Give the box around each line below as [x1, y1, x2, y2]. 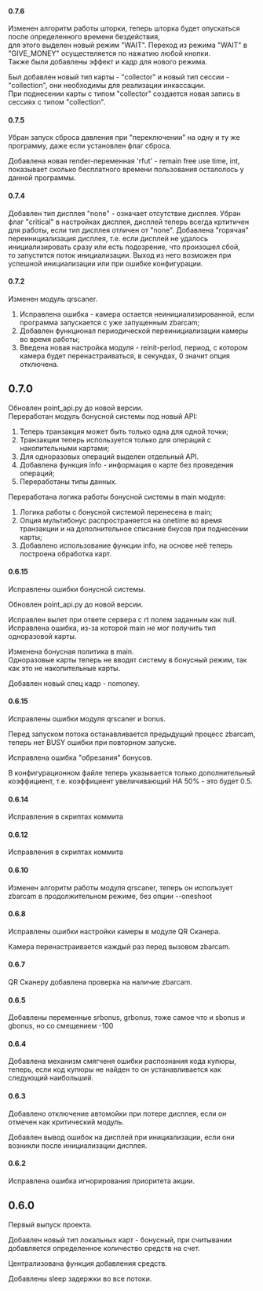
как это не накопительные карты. [8, 663, 121, 673]
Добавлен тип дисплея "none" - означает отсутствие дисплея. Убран [8, 208, 241, 218]
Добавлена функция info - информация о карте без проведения [19, 460, 234, 469]
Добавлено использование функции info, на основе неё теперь [19, 541, 233, 550]
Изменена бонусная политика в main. [8, 647, 134, 656]
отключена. [19, 359, 59, 369]
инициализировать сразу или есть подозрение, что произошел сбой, [8, 242, 241, 251]
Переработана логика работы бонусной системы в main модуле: [8, 492, 226, 501]
